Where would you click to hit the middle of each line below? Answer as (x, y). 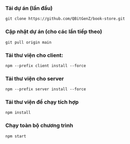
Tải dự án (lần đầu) (29, 8)
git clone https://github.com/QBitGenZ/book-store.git (65, 19)
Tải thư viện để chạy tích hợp (42, 102)
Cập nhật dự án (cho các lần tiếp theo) (54, 32)
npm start (16, 136)
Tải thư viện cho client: (34, 55)
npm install (18, 113)
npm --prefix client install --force (46, 66)
